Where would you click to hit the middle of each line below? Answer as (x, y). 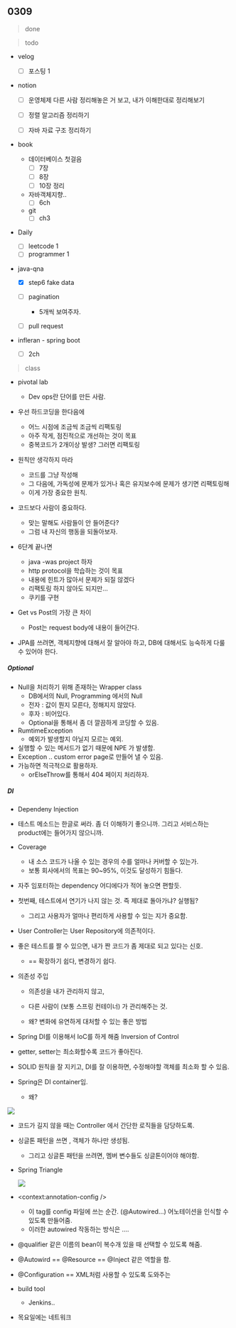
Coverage (32, 847)
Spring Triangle (40, 1170)
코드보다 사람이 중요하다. (52, 507)
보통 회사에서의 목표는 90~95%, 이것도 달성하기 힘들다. (106, 870)
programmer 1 (49, 254)
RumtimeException (45, 730)
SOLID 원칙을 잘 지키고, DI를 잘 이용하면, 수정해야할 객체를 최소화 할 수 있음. (123, 1067)
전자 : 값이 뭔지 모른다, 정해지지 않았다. (82, 705)
